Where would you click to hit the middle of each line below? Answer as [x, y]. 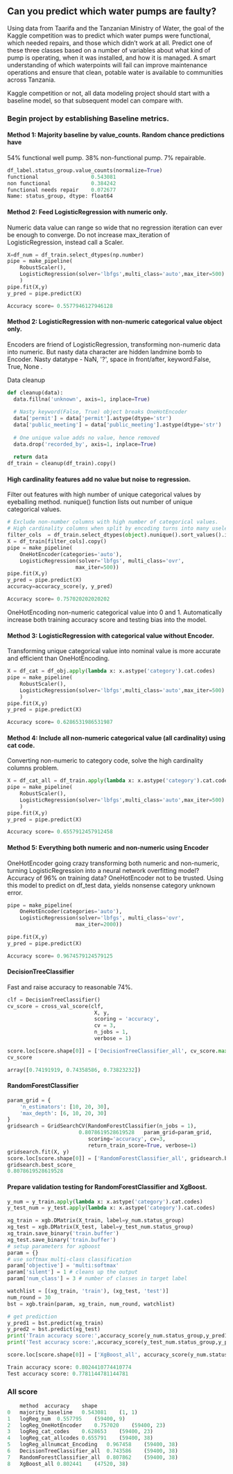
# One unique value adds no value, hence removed [86, 437]
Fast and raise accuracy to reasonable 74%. [70, 987]
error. [15, 892]
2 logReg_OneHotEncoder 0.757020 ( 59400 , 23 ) [87, 1425]
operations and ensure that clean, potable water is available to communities [115, 72]
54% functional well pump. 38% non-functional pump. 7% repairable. [106, 157]
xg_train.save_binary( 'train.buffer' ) [63, 1233]
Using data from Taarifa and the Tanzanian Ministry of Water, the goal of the [116, 28]
